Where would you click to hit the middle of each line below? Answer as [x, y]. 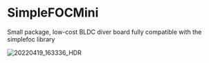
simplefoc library [31, 39]
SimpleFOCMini [53, 13]
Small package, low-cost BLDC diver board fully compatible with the [104, 32]
